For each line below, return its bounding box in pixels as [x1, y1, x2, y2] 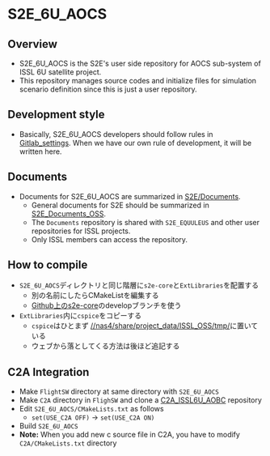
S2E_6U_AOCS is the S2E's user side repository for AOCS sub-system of [19, 58, 262, 68]
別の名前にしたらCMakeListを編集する [31, 291, 159, 300]
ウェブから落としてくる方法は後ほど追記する [31, 341, 180, 351]
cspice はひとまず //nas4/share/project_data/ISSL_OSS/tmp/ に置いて [31, 321, 259, 330]
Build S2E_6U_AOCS [19, 421, 78, 431]
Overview [7, 37, 58, 51]
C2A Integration [7, 365, 90, 379]
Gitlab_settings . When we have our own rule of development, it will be [19, 138, 252, 147]
